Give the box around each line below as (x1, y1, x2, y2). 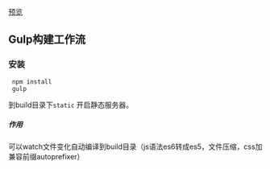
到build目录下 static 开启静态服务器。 (8, 100, 134, 109)
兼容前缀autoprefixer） (8, 151, 85, 161)
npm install (11, 77, 52, 86)
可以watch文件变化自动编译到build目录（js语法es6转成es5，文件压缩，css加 (8, 142, 263, 151)
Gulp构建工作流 (8, 33, 86, 47)
